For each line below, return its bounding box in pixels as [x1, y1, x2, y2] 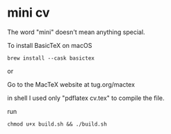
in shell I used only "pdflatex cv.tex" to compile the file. [7, 94, 165, 102]
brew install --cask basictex [7, 54, 95, 62]
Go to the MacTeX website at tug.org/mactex [7, 80, 136, 88]
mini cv [7, 5, 50, 21]
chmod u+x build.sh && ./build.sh [7, 120, 108, 128]
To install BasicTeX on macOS [7, 41, 92, 49]
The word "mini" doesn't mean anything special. [7, 28, 145, 36]
